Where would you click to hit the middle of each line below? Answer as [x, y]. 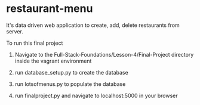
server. [15, 31]
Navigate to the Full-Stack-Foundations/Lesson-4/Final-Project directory [104, 54]
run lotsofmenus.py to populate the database [70, 84]
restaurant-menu [50, 9]
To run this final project [35, 43]
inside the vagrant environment [53, 61]
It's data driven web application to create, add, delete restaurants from [93, 25]
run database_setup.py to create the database [71, 72]
